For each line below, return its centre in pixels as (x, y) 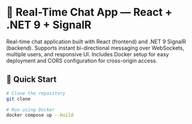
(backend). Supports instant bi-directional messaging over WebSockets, (95, 48)
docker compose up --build (40, 115)
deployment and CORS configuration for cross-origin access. (82, 61)
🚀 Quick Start (31, 79)
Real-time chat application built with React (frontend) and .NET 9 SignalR (96, 41)
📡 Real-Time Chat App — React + (89, 12)
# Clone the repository (36, 93)
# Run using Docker (31, 110)
